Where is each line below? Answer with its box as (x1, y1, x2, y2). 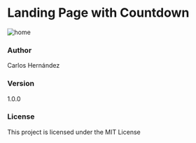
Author (7, 45, 32, 55)
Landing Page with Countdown (7, 5, 190, 21)
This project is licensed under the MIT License (7, 128, 141, 136)
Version (7, 79, 35, 89)
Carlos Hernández (7, 61, 60, 70)
